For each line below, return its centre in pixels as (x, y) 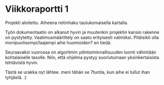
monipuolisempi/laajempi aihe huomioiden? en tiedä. (58, 42)
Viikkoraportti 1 (37, 9)
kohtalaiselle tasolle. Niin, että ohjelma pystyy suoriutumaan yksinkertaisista (82, 57)
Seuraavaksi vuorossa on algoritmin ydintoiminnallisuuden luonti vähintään (81, 52)
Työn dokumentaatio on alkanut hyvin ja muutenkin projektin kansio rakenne (82, 32)
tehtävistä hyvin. (22, 62)
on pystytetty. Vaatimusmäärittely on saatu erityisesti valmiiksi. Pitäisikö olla (82, 37)
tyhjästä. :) (16, 77)
